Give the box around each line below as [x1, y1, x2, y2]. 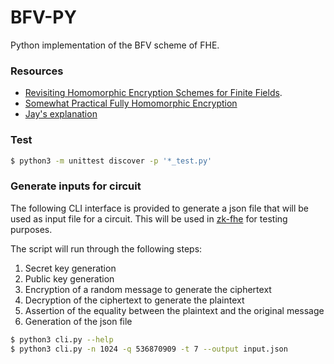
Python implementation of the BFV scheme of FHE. [10, 39, 220, 51]
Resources [10, 64, 64, 78]
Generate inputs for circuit [10, 179, 142, 193]
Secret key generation [24, 262, 117, 274]
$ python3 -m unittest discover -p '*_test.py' [10, 156, 213, 166]
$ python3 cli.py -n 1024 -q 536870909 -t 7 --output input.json [10, 344, 288, 354]
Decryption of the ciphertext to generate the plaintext [24, 294, 245, 306]
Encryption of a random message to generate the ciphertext [24, 283, 272, 295]
